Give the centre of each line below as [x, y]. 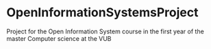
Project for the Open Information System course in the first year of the [105, 31]
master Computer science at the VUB [59, 38]
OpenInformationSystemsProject [102, 13]
